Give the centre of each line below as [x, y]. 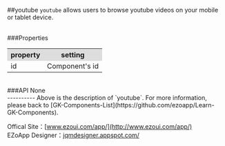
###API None [27, 90]
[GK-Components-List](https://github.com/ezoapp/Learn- [133, 105]
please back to [28, 105]
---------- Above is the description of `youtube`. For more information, [107, 98]
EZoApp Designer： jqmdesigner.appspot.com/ [74, 135]
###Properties [28, 38]
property [26, 55]
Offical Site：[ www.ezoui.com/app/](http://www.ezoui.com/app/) [100, 126]
